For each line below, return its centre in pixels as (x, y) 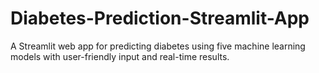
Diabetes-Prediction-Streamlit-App (160, 18)
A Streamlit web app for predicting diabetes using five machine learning (158, 46)
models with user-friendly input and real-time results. (120, 56)
